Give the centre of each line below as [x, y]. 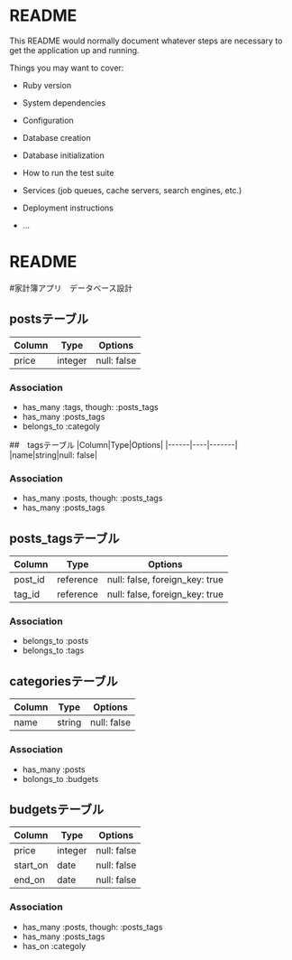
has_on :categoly [54, 946]
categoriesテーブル [64, 681]
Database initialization [64, 155]
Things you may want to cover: [67, 68]
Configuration [48, 120]
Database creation [57, 137]
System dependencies [64, 103]
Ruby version [47, 85]
